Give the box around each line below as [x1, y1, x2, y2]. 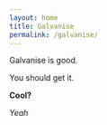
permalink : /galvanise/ [9, 30, 99, 39]
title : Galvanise [9, 22, 75, 31]
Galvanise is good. [9, 55, 78, 66]
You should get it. [9, 72, 75, 83]
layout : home [9, 13, 58, 23]
